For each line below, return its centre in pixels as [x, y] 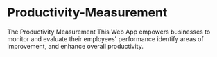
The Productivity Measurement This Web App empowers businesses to [109, 32]
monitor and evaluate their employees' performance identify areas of [105, 38]
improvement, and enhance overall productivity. [75, 46]
